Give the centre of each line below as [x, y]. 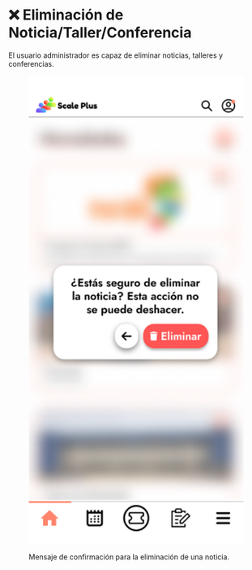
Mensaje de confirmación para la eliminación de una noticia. [129, 557]
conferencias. [31, 63]
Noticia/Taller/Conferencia [100, 33]
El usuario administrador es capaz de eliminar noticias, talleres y [116, 55]
